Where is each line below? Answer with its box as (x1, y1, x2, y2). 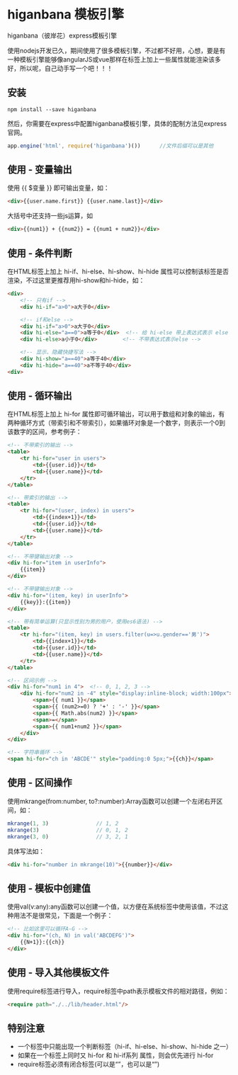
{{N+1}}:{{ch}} (20, 938, 65, 945)
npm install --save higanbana (7, 106, 97, 113)
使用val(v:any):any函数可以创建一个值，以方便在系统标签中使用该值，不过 (7, 902, 222, 911)
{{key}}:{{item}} (20, 598, 72, 605)
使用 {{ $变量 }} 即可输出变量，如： (7, 183, 110, 192)
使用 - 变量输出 (7, 164, 72, 176)
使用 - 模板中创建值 (7, 882, 91, 894)
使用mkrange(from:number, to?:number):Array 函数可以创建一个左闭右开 (7, 797, 217, 805)
